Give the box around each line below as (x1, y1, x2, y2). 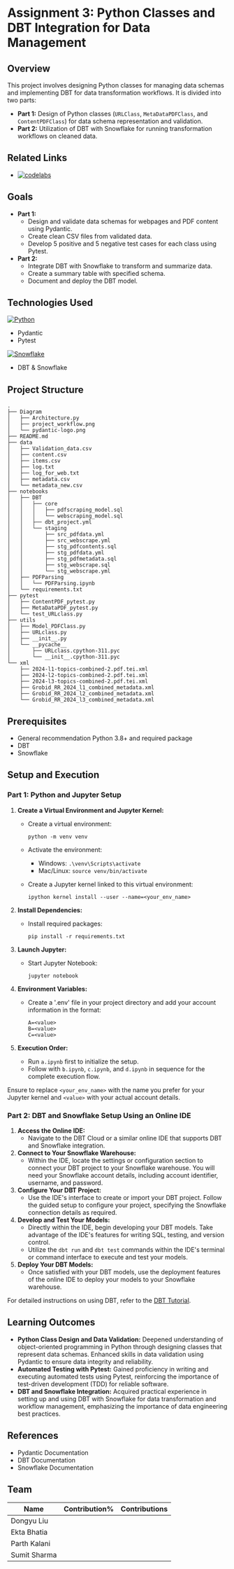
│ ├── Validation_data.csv (7, 445, 92, 452)
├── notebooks (7, 488, 49, 495)
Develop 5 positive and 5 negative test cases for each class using (27, 239, 217, 248)
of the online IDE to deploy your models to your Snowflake (27, 1276, 196, 1284)
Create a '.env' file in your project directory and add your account (27, 998, 217, 1006)
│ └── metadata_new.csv (7, 482, 82, 489)
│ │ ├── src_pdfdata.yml (7, 531, 105, 538)
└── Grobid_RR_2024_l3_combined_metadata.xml (20, 697, 155, 704)
